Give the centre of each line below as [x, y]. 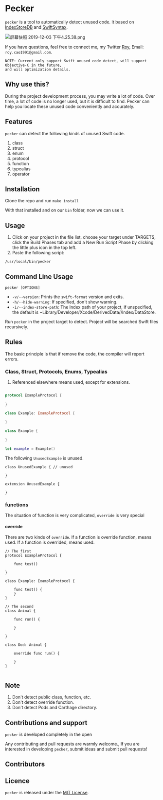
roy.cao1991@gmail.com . [29, 52]
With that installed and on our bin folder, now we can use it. [65, 210]
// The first [18, 551]
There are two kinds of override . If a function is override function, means [78, 537]
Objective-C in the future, [34, 65]
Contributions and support [46, 723]
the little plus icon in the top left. [44, 248]
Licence [18, 781]
